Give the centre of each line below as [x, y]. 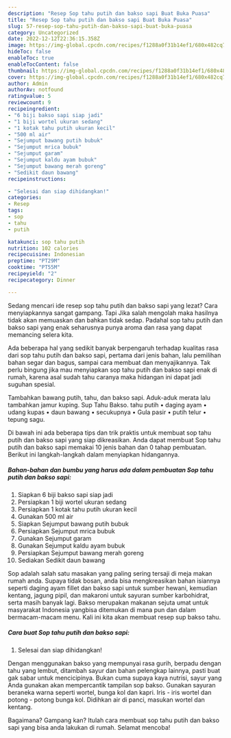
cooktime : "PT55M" [34, 268]
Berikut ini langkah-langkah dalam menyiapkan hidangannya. [94, 454]
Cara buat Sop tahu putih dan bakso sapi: [69, 633]
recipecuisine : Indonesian [46, 255]
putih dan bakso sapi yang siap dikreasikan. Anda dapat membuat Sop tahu [114, 440]
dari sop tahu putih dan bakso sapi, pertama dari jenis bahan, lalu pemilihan [114, 355]
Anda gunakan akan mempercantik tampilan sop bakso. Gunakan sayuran [112, 685]
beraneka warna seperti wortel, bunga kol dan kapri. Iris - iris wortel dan [110, 692]
